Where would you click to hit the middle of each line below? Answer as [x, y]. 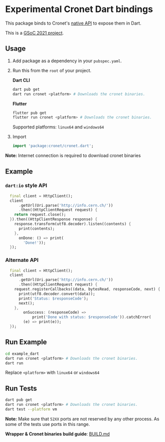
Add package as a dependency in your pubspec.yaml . [67, 61]
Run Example [26, 342]
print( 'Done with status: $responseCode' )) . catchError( [92, 317]
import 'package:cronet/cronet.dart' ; [53, 146]
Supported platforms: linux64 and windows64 [58, 127]
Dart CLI [21, 80]
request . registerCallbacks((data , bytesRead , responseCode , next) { [87, 289]
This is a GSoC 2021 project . [35, 33]
